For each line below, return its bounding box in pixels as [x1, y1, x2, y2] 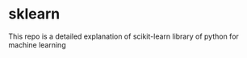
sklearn [8, 5, 61, 23]
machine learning [8, 39, 66, 49]
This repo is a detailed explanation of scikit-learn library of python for [8, 31, 240, 41]
